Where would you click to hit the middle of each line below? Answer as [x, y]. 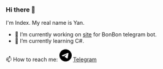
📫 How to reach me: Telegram [51, 59]
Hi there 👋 [21, 10]
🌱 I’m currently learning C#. [49, 41]
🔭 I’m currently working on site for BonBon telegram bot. [85, 34]
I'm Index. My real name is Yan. [45, 23]
